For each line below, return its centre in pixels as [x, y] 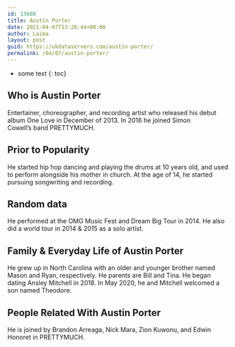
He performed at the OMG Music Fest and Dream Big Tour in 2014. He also [116, 221]
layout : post [27, 40]
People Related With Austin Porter [84, 313]
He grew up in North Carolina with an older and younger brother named [111, 268]
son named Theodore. [40, 290]
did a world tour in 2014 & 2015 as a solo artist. [75, 229]
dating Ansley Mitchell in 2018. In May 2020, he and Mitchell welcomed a [114, 283]
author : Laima [28, 34]
